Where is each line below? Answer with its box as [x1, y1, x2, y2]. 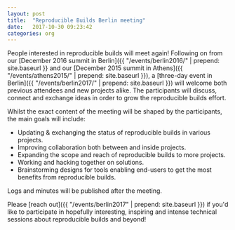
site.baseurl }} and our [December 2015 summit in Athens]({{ [7, 64, 183, 72]
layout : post [7, 10, 46, 18]
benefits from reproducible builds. [17, 173, 116, 182]
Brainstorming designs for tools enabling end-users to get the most [17, 165, 212, 174]
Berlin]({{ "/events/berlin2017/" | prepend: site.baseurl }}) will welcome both [7, 79, 227, 88]
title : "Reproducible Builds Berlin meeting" [7, 17, 146, 24]
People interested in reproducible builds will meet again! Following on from [7, 49, 223, 57]
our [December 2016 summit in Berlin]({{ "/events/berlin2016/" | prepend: [7, 57, 220, 65]
